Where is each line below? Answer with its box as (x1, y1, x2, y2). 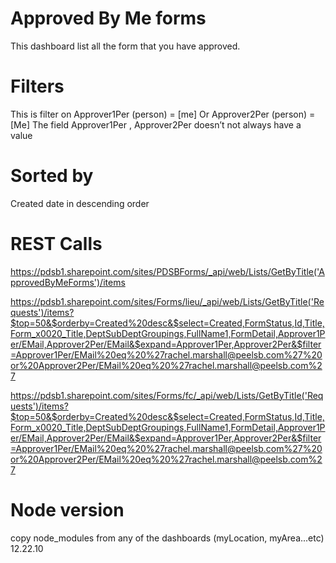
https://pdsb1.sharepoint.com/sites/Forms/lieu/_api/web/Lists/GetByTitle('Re (10, 295, 325, 307)
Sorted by (10, 165, 94, 187)
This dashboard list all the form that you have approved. (10, 40, 241, 52)
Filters (10, 75, 65, 98)
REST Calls (10, 233, 103, 255)
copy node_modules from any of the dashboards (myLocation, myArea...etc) (10, 532, 325, 544)
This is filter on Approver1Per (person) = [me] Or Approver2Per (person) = (10, 108, 316, 120)
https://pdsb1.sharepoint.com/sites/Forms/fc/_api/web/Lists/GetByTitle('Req (10, 389, 324, 401)
